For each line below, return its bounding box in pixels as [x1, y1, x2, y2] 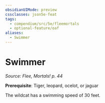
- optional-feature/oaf [9, 26, 59, 31]
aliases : [5, 30, 23, 35]
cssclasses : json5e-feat [5, 12, 57, 17]
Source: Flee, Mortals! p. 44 [5, 73, 63, 79]
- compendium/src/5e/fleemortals [9, 21, 79, 26]
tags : [5, 16, 16, 21]
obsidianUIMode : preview [5, 7, 57, 12]
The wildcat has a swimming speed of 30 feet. [5, 92, 101, 98]
